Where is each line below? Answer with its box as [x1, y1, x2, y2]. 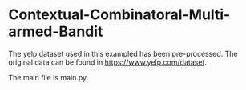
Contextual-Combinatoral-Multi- [8, 6, 231, 24]
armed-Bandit [8, 22, 103, 41]
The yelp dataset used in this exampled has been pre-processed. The [8, 49, 238, 58]
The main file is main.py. [8, 72, 89, 82]
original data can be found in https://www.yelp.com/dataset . [8, 57, 207, 67]
